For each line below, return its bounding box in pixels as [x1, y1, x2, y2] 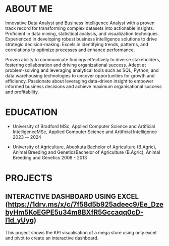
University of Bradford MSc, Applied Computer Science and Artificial [12, 123, 155, 129]
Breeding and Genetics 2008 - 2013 [12, 154, 87, 160]
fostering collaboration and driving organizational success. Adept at [5, 62, 146, 68]
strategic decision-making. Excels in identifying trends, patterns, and [5, 41, 149, 47]
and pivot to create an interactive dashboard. [5, 235, 99, 241]
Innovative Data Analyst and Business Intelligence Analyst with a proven [5, 20, 155, 26]
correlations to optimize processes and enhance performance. [5, 47, 135, 53]
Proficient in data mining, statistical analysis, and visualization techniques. [5, 30, 159, 36]
